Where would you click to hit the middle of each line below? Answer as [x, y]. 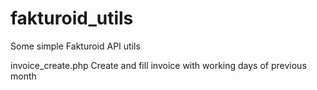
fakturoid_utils [72, 18]
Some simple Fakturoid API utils [75, 46]
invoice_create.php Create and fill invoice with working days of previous [158, 65]
